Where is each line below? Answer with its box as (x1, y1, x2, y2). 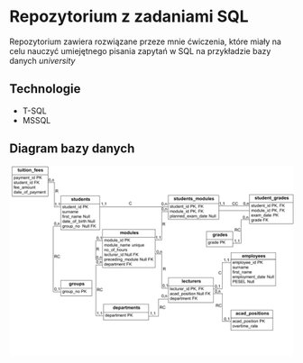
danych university (9, 55, 76, 66)
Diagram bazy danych (9, 141, 135, 157)
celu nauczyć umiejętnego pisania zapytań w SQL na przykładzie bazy (9, 45, 271, 56)
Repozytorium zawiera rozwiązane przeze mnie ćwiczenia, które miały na (9, 36, 282, 47)
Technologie (9, 81, 81, 96)
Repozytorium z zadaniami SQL (9, 6, 250, 27)
